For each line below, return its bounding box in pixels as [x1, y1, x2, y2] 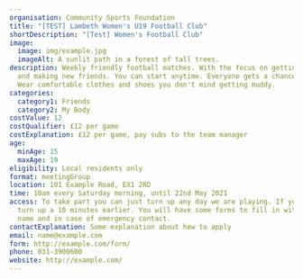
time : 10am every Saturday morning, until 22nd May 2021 [9, 189, 228, 198]
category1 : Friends [17, 96, 91, 106]
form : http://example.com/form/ [9, 239, 131, 248]
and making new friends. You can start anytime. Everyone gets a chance [17, 72, 297, 81]
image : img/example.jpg [17, 47, 106, 56]
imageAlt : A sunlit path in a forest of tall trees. [17, 55, 220, 64]
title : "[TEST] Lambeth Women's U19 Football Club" [9, 22, 207, 31]
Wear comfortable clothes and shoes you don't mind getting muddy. [17, 80, 277, 89]
